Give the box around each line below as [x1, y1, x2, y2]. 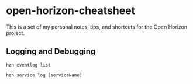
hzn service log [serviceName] [6, 72, 82, 78]
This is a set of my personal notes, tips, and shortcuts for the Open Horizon [6, 23, 188, 30]
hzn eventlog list [6, 62, 51, 68]
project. [6, 29, 25, 36]
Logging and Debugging [6, 47, 96, 57]
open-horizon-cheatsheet [6, 4, 136, 17]
